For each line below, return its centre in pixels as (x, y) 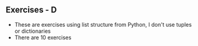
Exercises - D (31, 10)
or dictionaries (32, 31)
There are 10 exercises (43, 37)
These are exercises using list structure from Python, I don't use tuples (103, 24)
